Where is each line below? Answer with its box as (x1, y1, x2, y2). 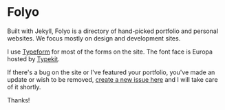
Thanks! (7, 96, 30, 104)
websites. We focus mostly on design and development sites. (7, 34, 181, 42)
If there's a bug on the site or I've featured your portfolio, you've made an (7, 68, 215, 76)
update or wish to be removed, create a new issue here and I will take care (7, 75, 218, 83)
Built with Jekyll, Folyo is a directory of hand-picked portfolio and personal (7, 27, 219, 35)
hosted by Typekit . (7, 54, 60, 63)
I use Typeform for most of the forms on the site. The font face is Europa (7, 47, 213, 56)
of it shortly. (7, 82, 41, 91)
